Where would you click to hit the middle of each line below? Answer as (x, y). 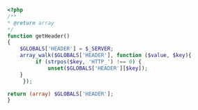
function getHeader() (39, 36)
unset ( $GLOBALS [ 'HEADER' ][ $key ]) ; (98, 68)
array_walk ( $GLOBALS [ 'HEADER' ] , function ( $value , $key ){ (106, 56)
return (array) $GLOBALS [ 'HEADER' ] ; (60, 94)
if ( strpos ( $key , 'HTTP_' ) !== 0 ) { (88, 62)
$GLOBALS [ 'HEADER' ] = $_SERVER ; (67, 49)
